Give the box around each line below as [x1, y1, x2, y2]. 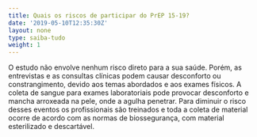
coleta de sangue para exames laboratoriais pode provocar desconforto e [8, 88, 249, 97]
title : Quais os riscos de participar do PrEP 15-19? [8, 11, 190, 20]
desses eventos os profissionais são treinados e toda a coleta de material [8, 105, 248, 115]
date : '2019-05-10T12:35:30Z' [8, 19, 109, 27]
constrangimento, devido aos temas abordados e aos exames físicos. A [8, 80, 242, 89]
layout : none [8, 26, 52, 34]
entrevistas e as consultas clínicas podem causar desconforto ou [8, 71, 221, 81]
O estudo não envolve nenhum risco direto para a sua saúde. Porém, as [8, 63, 242, 72]
